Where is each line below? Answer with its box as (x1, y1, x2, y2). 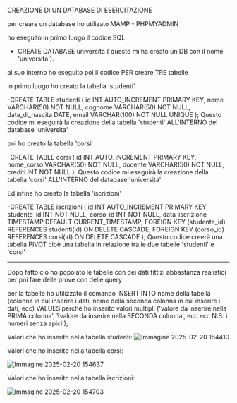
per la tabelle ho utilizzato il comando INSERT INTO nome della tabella (7, 289, 211, 297)
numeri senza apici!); (7, 319, 68, 327)
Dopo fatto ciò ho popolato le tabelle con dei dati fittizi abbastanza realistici (7, 268, 227, 276)
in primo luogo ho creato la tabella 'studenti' (7, 82, 135, 90)
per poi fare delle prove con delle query (7, 275, 122, 284)
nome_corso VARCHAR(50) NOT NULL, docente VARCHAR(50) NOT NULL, (7, 160, 224, 169)
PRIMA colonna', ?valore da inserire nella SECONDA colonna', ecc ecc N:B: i (7, 312, 228, 320)
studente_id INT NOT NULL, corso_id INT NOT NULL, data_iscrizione (7, 210, 207, 218)
